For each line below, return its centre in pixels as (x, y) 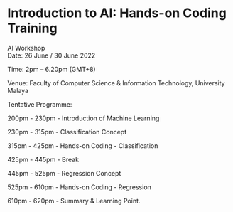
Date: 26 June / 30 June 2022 (52, 55)
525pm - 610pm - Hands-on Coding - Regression (79, 187)
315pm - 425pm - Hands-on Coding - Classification (83, 145)
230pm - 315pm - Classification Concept (67, 132)
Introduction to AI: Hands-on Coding (117, 13)
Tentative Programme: (40, 104)
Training (33, 28)
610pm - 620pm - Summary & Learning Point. (74, 201)
